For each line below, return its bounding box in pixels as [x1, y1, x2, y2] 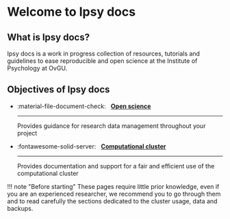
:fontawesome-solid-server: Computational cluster [16, 142, 166, 151]
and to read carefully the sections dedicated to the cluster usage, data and [7, 196, 218, 205]
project [16, 129, 38, 137]
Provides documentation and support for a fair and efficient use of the [16, 162, 215, 170]
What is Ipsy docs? [7, 31, 90, 43]
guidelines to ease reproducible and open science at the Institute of [7, 57, 198, 65]
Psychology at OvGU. [7, 64, 68, 72]
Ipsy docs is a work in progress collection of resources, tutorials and [7, 49, 201, 57]
